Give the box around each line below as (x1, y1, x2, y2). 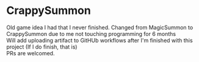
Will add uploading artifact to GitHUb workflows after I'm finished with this (6, 36, 194, 44)
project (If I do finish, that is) (6, 43, 78, 50)
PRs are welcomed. (6, 49, 55, 57)
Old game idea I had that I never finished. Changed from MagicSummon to (6, 24, 194, 31)
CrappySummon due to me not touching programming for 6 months (6, 30, 176, 37)
